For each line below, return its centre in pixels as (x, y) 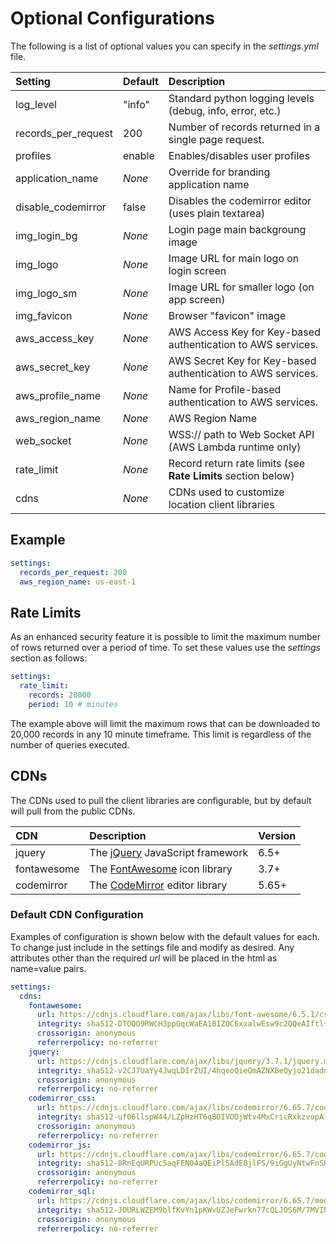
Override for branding (219, 172)
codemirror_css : (62, 1098)
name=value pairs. (48, 968)
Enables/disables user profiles (239, 155)
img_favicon (44, 315)
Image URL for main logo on (234, 258)
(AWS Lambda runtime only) (235, 447)
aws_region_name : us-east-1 (78, 582)
